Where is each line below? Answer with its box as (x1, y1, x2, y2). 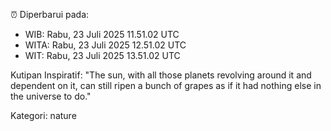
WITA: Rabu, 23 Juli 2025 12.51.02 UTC (24, 39, 187, 51)
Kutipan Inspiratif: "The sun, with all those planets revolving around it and (10, 69, 312, 81)
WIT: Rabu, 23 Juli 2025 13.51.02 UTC (24, 50, 181, 61)
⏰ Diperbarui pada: (10, 9, 90, 20)
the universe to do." (10, 90, 92, 102)
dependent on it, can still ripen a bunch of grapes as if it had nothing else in (10, 80, 322, 91)
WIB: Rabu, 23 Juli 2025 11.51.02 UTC (24, 29, 180, 40)
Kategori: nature (10, 110, 77, 121)
